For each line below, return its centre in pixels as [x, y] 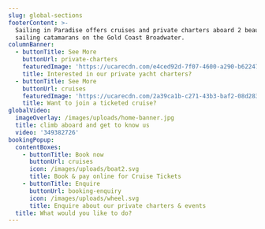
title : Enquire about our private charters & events [118, 205]
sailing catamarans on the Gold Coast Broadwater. [100, 37]
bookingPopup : [32, 140]
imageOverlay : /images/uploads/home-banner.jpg [95, 118]
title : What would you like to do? [74, 213]
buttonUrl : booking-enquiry [75, 191]
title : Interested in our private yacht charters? [107, 74]
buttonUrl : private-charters [70, 60]
